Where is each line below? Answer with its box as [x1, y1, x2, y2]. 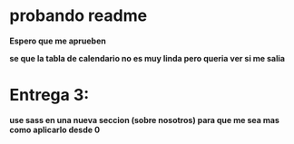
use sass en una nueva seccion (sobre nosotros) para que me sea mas [9, 114, 279, 125]
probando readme [9, 5, 148, 26]
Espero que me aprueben [9, 35, 106, 46]
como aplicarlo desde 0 [9, 124, 101, 135]
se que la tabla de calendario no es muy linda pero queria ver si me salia [9, 53, 286, 63]
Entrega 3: [9, 85, 90, 105]
